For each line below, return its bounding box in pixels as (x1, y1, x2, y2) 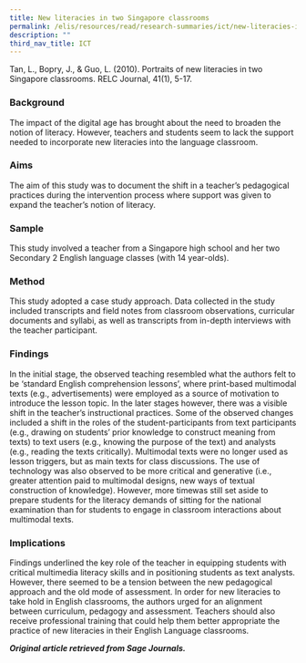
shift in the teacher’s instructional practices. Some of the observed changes (9, 407, 294, 418)
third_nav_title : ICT (9, 38, 92, 48)
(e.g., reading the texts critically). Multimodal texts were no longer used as (9, 446, 289, 457)
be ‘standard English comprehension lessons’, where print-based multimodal (9, 378, 297, 388)
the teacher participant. (9, 325, 98, 336)
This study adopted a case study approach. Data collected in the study (9, 295, 276, 306)
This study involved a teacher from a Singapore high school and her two (9, 243, 280, 254)
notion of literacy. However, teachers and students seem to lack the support (9, 127, 294, 138)
